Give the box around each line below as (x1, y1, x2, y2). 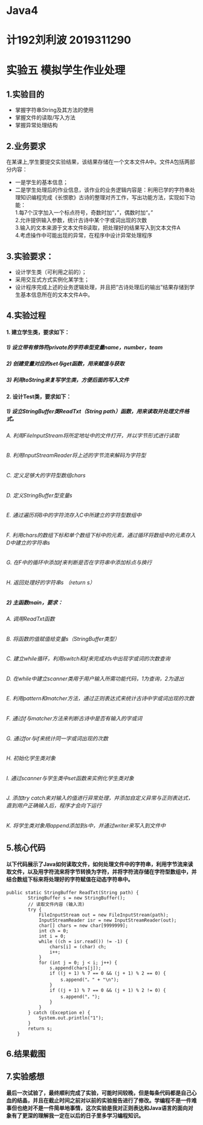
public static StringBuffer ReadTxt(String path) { (6, 889, 139, 895)
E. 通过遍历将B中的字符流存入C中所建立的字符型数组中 (6, 511, 142, 519)
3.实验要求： (6, 251, 54, 261)
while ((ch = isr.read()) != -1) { (38, 938, 129, 944)
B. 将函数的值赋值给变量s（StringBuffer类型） (6, 635, 120, 642)
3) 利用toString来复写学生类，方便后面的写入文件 (6, 376, 129, 383)
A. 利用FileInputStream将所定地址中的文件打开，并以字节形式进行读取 (6, 431, 179, 439)
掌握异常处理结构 (14, 122, 58, 129)
